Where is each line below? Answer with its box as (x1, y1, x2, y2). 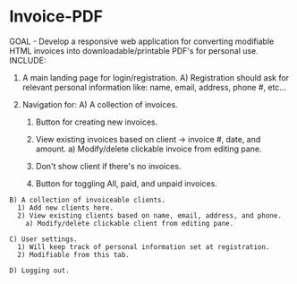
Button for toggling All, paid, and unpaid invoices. (35, 177, 217, 189)
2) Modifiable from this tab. (17, 250, 130, 259)
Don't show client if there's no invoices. (35, 160, 182, 171)
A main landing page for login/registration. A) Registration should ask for (21, 72, 289, 82)
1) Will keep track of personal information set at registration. (17, 242, 270, 252)
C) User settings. (9, 235, 78, 244)
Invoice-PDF (9, 6, 103, 27)
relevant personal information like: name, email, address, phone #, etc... (21, 82, 286, 92)
